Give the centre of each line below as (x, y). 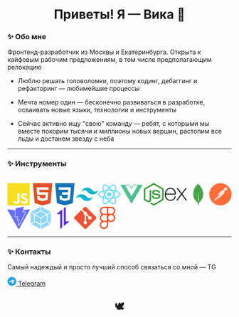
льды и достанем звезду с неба (66, 139)
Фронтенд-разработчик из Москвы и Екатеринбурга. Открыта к (104, 52)
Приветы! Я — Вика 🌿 (119, 15)
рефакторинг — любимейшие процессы (79, 89)
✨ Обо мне (27, 37)
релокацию (25, 68)
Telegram (32, 284)
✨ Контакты (29, 252)
